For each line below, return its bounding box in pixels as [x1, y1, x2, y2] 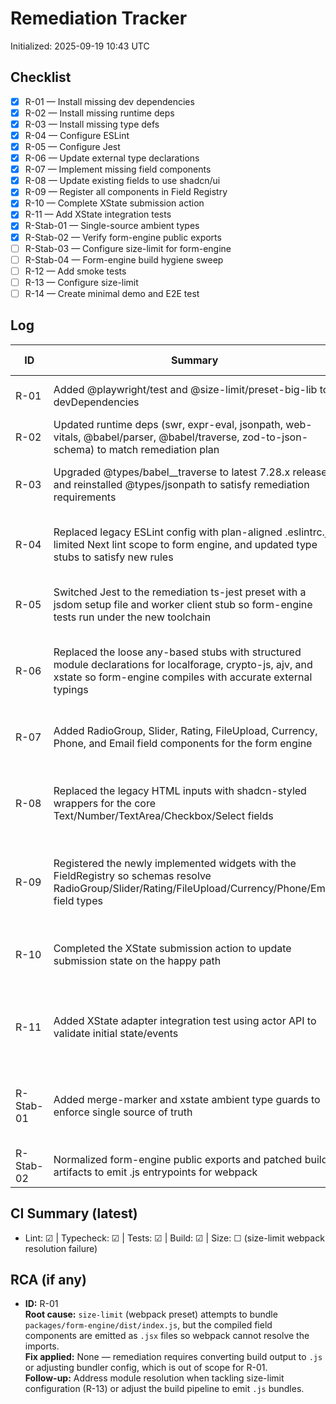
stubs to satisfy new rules [53, 550, 174, 564]
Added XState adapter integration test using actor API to [53, 1013, 317, 1027]
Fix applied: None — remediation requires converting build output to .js [24, 1351, 323, 1363]
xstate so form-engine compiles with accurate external [53, 670, 313, 684]
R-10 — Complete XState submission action [24, 197, 205, 209]
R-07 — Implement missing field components [24, 163, 212, 176]
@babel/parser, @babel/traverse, [83, 430, 240, 444]
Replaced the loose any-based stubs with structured [53, 645, 302, 659]
